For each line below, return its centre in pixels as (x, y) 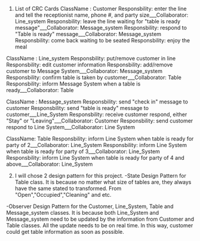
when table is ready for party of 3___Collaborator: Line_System (83, 151)
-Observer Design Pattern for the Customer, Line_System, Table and (90, 206)
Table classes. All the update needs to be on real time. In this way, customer (100, 225)
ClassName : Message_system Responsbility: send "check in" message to (97, 102)
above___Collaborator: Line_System (50, 164)
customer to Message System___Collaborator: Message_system (84, 71)
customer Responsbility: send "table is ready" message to (78, 108)
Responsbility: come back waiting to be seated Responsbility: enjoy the (102, 40)
